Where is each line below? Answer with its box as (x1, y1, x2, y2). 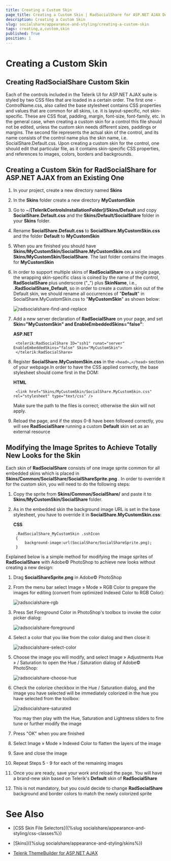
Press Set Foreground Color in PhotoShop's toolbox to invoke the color (13, 609, 161, 615)
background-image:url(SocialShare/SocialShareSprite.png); (24, 540, 152, 545)
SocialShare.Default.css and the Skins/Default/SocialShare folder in (13, 212, 159, 218)
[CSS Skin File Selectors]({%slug (13, 825, 83, 831)
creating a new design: (6, 564, 54, 570)
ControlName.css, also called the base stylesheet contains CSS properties (6, 102, 161, 108)
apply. (13, 408, 26, 414)
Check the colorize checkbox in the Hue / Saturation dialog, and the (13, 684, 155, 691)
